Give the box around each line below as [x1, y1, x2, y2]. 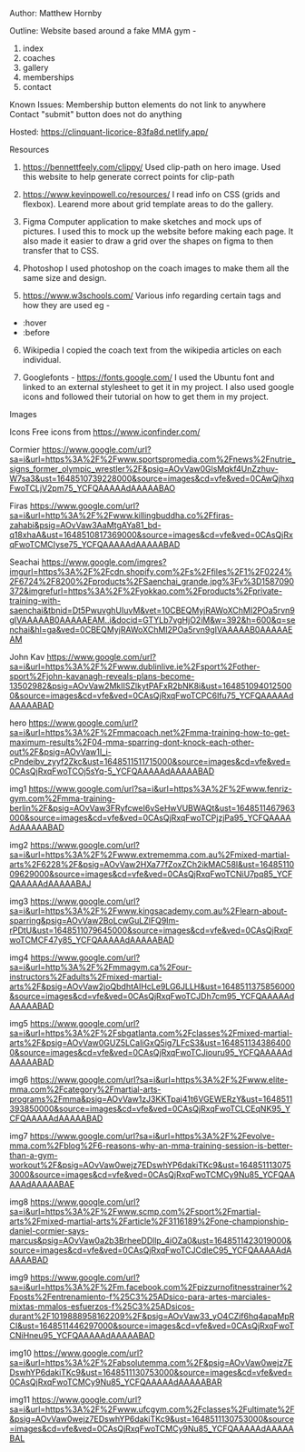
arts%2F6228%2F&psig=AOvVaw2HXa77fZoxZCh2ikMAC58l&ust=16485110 [9, 859, 295, 869]
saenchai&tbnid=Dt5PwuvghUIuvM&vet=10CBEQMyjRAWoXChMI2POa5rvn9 [9, 605, 295, 616]
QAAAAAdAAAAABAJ [9, 878, 92, 889]
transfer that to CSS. [22, 245, 100, 255]
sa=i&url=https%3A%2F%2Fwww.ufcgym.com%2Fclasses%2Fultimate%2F [9, 1404, 295, 1415]
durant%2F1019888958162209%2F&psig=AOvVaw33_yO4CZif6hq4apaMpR [9, 1311, 295, 1321]
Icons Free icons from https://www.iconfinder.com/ [9, 426, 201, 437]
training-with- [9, 596, 62, 606]
